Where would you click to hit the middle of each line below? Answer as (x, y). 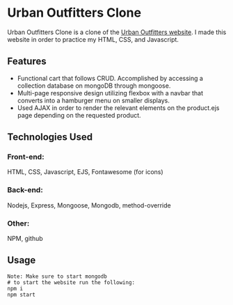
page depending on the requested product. (79, 115)
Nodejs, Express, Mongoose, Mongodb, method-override (89, 205)
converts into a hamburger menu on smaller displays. (94, 100)
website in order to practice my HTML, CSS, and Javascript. (93, 39)
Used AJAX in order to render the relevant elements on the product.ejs (119, 108)
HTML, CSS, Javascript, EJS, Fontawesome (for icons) (85, 172)
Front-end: (26, 157)
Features (27, 62)
